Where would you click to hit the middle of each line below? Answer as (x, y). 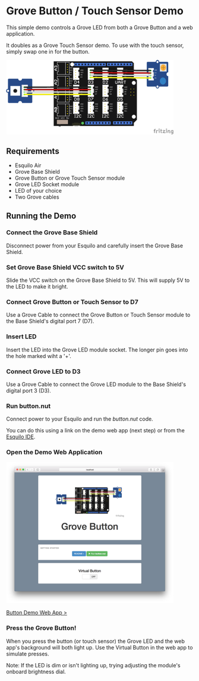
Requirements (33, 151)
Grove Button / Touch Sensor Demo (95, 11)
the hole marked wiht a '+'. (39, 356)
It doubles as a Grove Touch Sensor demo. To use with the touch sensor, (95, 45)
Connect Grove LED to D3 (44, 371)
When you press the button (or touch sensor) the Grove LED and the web (96, 641)
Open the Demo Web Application (54, 452)
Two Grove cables (37, 197)
